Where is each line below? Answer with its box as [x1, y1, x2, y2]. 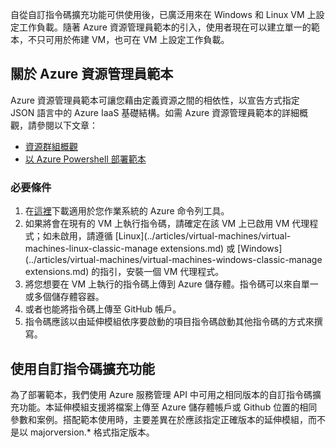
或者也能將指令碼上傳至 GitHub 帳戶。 [24, 303, 182, 315]
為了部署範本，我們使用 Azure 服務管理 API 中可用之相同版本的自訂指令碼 [10, 388, 313, 400]
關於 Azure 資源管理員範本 [10, 66, 174, 83]
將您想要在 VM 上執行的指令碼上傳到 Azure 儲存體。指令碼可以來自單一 [24, 278, 319, 290]
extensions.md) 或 [159, 243, 236, 255]
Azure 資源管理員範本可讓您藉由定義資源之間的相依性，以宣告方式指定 [10, 94, 300, 106]
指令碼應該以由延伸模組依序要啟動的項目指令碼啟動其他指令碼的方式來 [24, 316, 315, 328]
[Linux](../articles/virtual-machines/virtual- [114, 230, 292, 242]
